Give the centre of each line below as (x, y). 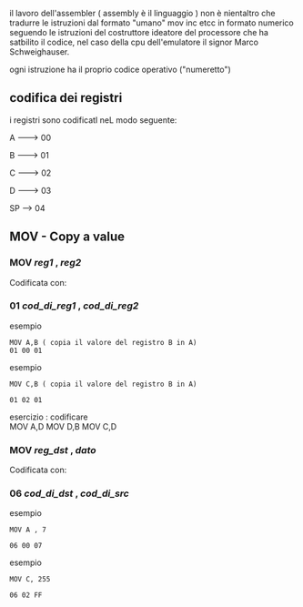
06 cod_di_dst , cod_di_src (69, 493)
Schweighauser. (40, 52)
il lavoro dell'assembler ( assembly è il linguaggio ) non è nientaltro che (142, 13)
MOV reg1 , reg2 (45, 263)
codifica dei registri (66, 98)
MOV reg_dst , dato (53, 450)
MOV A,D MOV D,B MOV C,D (63, 426)
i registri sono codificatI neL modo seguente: (93, 120)
